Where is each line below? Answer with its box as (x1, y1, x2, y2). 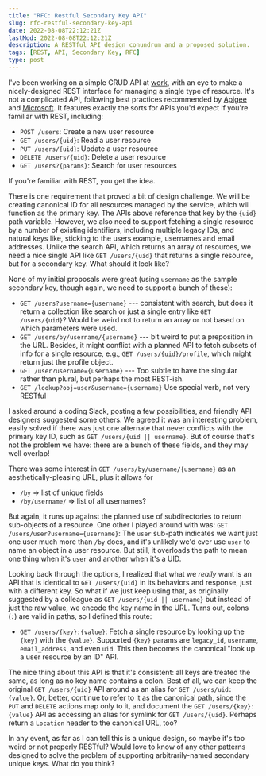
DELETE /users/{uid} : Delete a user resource (19, 152, 167, 161)
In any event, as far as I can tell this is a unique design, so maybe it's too (8, 733, 245, 743)
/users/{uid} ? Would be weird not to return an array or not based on (19, 315, 245, 324)
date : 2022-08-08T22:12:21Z (8, 26, 102, 34)
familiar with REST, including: (8, 111, 104, 121)
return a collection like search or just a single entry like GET (19, 307, 212, 316)
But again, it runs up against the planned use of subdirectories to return (8, 512, 242, 521)
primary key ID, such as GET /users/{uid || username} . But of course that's (8, 431, 256, 441)
